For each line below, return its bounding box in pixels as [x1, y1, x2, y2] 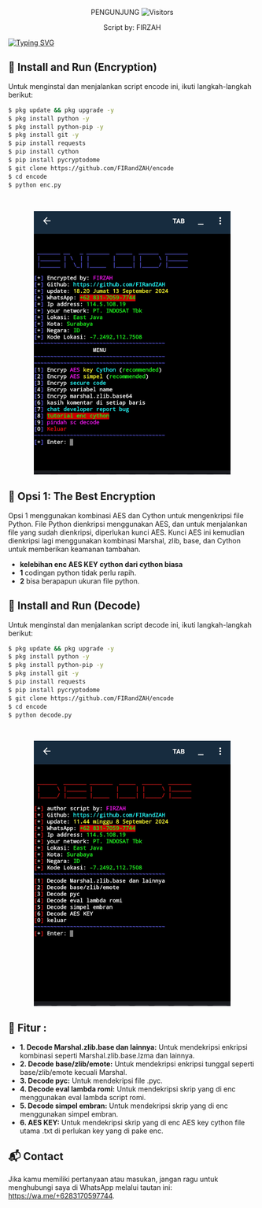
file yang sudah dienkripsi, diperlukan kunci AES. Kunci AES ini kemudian [8, 528, 245, 537]
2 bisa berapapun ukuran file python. [19, 576, 140, 586]
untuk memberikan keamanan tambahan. [8, 544, 141, 554]
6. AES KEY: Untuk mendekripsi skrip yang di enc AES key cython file [19, 1117, 245, 1127]
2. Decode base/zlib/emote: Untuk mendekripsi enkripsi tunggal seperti [19, 1059, 254, 1069]
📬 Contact [8, 1150, 64, 1163]
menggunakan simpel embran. [19, 1109, 119, 1118]
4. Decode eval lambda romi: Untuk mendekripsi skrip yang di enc [19, 1084, 236, 1094]
